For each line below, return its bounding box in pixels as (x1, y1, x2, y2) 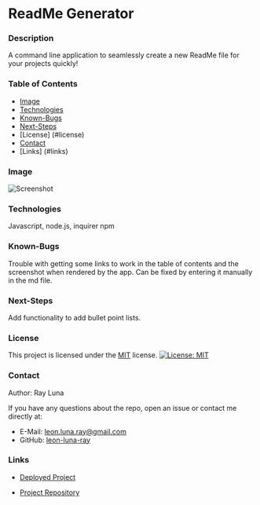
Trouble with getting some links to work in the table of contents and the (8, 258, 240, 268)
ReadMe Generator (8, 5, 134, 23)
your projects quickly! (8, 59, 79, 68)
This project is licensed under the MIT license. (8, 350, 158, 360)
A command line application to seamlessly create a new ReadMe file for (8, 50, 240, 60)
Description (8, 33, 54, 44)
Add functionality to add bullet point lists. (8, 313, 141, 322)
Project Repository (19, 488, 80, 497)
